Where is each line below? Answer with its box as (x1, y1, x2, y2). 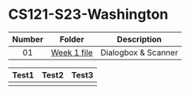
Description (117, 34, 162, 45)
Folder (59, 34, 84, 45)
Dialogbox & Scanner (100, 47, 179, 58)
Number (12, 34, 43, 45)
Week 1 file (50, 47, 93, 58)
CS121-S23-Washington (8, 5, 169, 23)
